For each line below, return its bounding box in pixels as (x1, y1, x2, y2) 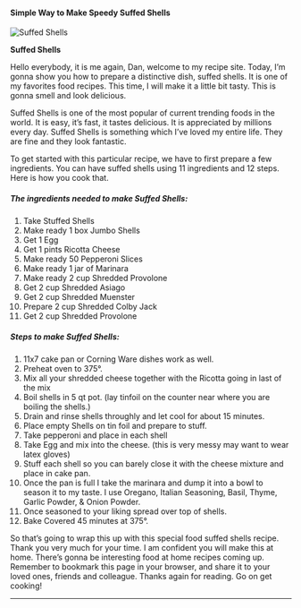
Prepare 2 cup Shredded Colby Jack (22, 301, 157, 313)
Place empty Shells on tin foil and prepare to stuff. (22, 421, 208, 432)
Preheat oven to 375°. (22, 364, 103, 374)
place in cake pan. (22, 468, 91, 479)
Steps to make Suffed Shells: (10, 331, 120, 342)
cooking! (10, 580, 43, 591)
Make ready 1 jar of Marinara (22, 263, 129, 274)
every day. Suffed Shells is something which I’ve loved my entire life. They (10, 126, 283, 138)
